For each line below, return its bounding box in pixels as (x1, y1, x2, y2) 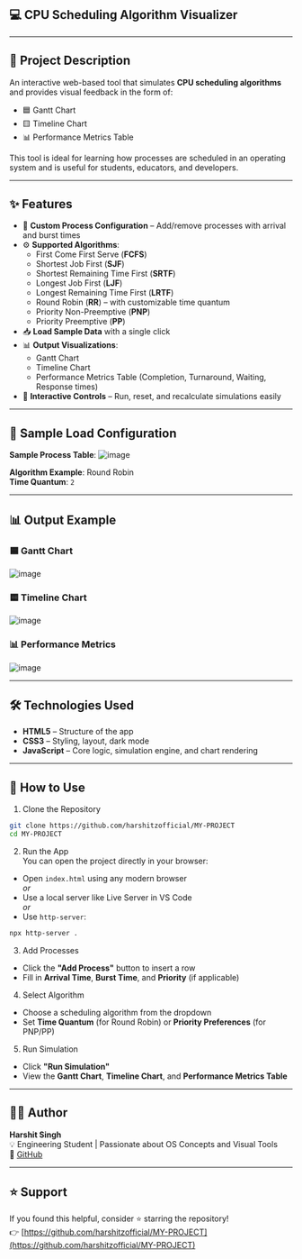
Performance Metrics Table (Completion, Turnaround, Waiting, (35, 372, 267, 383)
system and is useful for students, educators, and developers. (9, 161, 239, 173)
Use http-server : (22, 911, 87, 922)
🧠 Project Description (9, 53, 131, 68)
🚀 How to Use (9, 780, 85, 795)
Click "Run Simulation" (22, 1061, 111, 1072)
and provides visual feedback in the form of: (9, 87, 173, 97)
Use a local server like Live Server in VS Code (22, 891, 193, 903)
